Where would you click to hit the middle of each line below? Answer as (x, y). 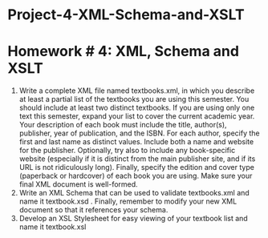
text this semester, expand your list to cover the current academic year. (137, 116)
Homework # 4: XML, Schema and (124, 52)
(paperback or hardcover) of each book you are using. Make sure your (136, 176)
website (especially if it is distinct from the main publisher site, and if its (137, 159)
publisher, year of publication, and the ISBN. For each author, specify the (139, 133)
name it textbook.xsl (53, 227)
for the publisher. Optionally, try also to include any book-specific (127, 151)
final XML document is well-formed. (78, 184)
